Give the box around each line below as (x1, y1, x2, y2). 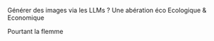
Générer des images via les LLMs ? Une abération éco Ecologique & (7, 6, 207, 14)
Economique (7, 13, 45, 22)
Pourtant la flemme (7, 28, 63, 35)
